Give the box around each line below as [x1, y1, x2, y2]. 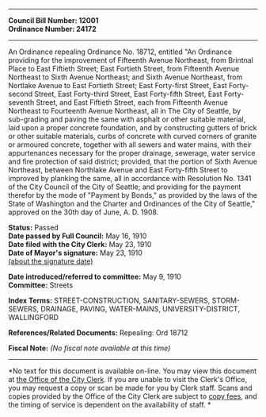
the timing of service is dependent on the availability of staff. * [8, 400, 211, 409]
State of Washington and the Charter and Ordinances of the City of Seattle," [8, 199, 256, 208]
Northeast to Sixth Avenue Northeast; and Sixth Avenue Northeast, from [8, 72, 243, 82]
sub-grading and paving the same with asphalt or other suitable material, [8, 114, 246, 124]
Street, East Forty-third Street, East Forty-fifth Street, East [34, 89, 223, 98]
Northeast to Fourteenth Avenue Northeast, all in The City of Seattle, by [8, 106, 241, 115]
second [8, 89, 33, 98]
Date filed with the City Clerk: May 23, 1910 [8, 240, 152, 249]
